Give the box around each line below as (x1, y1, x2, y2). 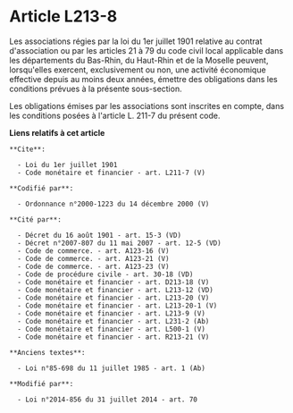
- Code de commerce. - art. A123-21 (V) (17, 254, 170, 263)
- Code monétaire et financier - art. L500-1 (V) (17, 324, 205, 333)
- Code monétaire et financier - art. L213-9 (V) (17, 308, 205, 318)
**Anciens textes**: (9, 348, 87, 357)
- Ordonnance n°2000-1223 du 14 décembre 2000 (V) (17, 199, 210, 208)
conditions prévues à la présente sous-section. (9, 83, 182, 94)
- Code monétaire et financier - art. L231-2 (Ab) (17, 316, 210, 325)
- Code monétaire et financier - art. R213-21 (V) (17, 333, 210, 341)
